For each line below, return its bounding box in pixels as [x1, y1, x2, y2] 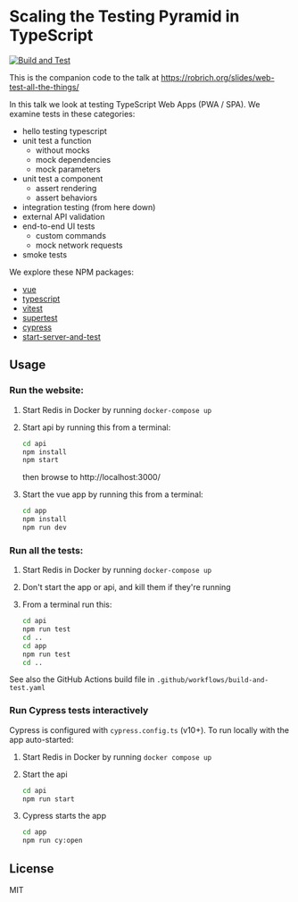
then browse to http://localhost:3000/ [21, 472, 161, 483]
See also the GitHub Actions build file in [9, 674, 155, 685]
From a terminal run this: [21, 599, 112, 610]
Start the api [21, 769, 69, 780]
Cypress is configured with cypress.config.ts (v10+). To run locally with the [9, 724, 290, 735]
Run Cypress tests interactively [9, 704, 149, 717]
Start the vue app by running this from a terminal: [21, 489, 203, 500]
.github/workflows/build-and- [156, 676, 269, 685]
